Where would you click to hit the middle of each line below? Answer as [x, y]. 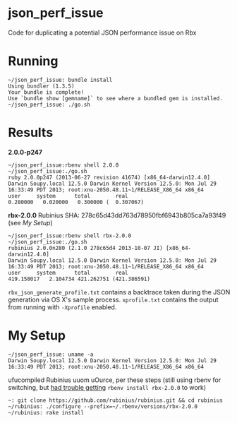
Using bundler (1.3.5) [41, 86]
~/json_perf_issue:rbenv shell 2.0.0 [63, 165]
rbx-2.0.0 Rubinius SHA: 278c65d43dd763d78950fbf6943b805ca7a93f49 [117, 215]
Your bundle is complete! [46, 92]
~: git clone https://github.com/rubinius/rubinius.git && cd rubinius [115, 400]
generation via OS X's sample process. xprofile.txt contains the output [113, 299]
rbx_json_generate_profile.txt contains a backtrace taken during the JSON [119, 292]
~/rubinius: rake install [46, 412]
